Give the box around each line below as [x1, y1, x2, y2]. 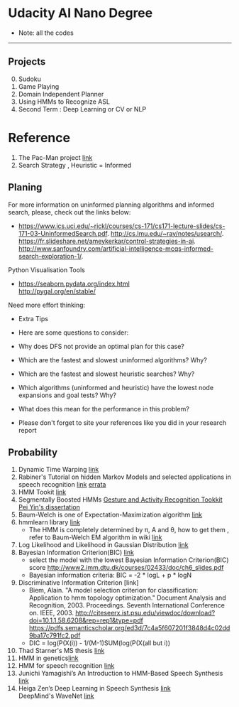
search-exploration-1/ [18, 252, 82, 260]
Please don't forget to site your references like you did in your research [18, 418, 226, 427]
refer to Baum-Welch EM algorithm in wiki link [28, 533, 162, 541]
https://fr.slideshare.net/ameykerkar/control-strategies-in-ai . [18, 237, 196, 245]
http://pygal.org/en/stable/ [18, 286, 96, 296]
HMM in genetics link [18, 654, 79, 662]
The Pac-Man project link [18, 153, 93, 161]
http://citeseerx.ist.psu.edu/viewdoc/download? [74, 609, 216, 617]
